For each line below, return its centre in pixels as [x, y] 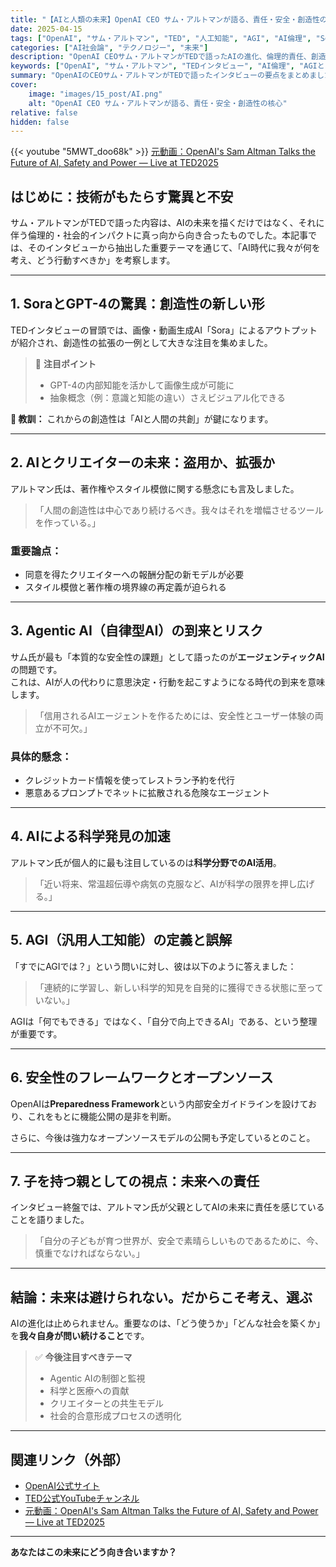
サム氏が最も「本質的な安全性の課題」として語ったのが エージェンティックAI [167, 657]
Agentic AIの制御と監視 [97, 1378]
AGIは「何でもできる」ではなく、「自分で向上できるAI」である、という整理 [164, 1021]
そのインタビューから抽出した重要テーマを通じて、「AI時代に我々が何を [174, 248]
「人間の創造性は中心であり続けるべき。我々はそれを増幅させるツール [179, 510]
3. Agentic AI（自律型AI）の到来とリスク [137, 631]
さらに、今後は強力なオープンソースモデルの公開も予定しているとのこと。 [163, 1137]
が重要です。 [36, 1033]
